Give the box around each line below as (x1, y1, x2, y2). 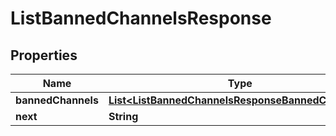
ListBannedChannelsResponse (10, 7, 272, 30)
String (108, 110, 139, 123)
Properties (10, 47, 78, 64)
